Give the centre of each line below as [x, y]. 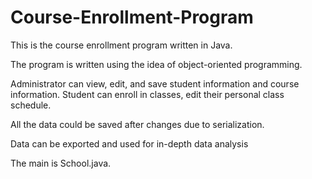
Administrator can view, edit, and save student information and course [155, 83]
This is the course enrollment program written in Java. [121, 45]
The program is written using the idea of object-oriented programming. [156, 64]
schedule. [31, 105]
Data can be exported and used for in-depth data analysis [129, 143]
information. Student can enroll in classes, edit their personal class [147, 94]
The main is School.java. [61, 163]
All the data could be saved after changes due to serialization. [137, 124]
